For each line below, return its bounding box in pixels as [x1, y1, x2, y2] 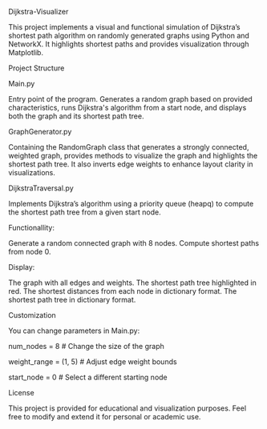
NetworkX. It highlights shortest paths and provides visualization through [8, 39, 249, 49]
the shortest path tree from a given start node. [8, 207, 162, 217]
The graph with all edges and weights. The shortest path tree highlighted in [8, 278, 257, 287]
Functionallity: [8, 223, 55, 232]
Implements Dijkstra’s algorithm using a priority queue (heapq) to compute [8, 199, 254, 208]
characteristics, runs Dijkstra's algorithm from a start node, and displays [8, 103, 247, 112]
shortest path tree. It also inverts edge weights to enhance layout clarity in [8, 159, 254, 169]
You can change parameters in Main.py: [8, 326, 140, 335]
